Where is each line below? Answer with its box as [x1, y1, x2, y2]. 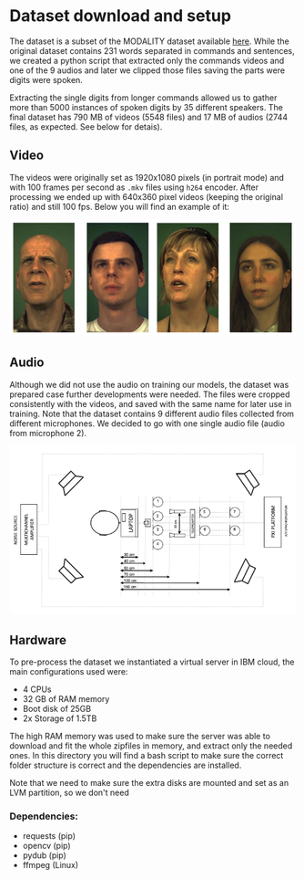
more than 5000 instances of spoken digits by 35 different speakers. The [9, 101, 284, 112]
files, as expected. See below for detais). [9, 120, 163, 132]
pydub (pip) [22, 850, 66, 861]
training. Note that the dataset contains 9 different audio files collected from [9, 408, 294, 419]
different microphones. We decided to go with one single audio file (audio [9, 417, 285, 429]
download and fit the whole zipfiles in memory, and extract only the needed [9, 740, 293, 751]
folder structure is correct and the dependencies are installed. [9, 759, 242, 771]
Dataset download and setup [9, 5, 232, 26]
